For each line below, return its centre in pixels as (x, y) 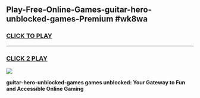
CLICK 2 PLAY (27, 58)
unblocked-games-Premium (60, 19)
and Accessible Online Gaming (45, 88)
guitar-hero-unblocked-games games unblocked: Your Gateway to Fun (96, 82)
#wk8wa (131, 19)
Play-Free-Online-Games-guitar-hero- (79, 10)
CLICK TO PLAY (29, 36)
